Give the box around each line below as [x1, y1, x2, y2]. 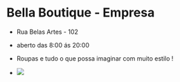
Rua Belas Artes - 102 [16, 28, 79, 36]
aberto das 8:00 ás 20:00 [16, 41, 89, 49]
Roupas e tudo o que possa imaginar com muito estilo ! [16, 54, 174, 63]
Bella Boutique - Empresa [6, 5, 155, 21]
